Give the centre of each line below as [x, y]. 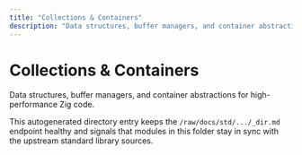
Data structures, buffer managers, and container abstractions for [129, 95]
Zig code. [77, 105]
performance [34, 105]
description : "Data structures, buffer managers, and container [132, 26]
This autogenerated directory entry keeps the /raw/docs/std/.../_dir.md [145, 122]
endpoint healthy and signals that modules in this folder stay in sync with [144, 132]
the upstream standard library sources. [81, 141]
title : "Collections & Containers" [76, 17]
